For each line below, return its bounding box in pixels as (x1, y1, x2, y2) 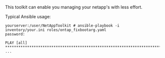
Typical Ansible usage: (5, 14, 51, 19)
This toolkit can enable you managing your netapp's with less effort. (5, 4, 142, 10)
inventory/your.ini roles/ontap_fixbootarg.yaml (5, 28, 107, 32)
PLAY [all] (5, 40, 27, 45)
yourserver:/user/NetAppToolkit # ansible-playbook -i (5, 23, 120, 28)
